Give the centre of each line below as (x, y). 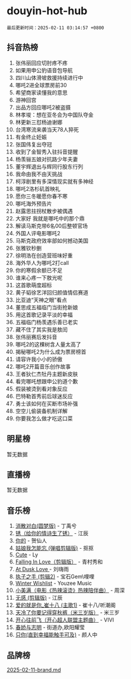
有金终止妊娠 (31, 137)
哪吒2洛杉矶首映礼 (38, 188)
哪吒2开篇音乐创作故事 (43, 366)
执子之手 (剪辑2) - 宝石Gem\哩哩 (55, 576)
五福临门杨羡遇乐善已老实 (47, 322)
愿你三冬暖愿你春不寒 (41, 196)
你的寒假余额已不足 (39, 270)
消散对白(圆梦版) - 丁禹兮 (46, 526)
